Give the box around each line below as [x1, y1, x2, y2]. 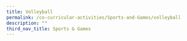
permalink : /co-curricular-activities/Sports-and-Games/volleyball [6, 14, 182, 20]
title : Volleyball [6, 8, 53, 15]
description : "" [6, 20, 48, 26]
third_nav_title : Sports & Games [6, 25, 91, 32]
